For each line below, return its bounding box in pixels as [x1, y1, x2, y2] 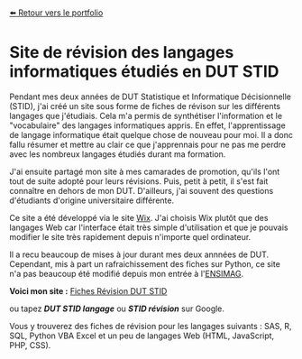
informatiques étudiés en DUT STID [9, 61, 279, 82]
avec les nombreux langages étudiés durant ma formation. [9, 148, 226, 160]
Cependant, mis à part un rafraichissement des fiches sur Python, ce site [9, 258, 281, 269]
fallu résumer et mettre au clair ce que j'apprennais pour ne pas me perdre [9, 139, 287, 150]
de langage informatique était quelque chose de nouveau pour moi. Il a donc [9, 129, 293, 140]
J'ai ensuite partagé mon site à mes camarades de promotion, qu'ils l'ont [9, 166, 280, 177]
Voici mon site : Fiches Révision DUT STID [9, 285, 168, 296]
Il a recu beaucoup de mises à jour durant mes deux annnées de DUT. [9, 249, 270, 260]
